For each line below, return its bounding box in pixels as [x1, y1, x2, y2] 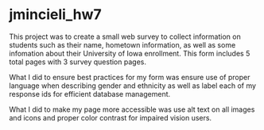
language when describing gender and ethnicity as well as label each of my [9, 81, 257, 90]
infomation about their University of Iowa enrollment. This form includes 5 [9, 48, 250, 58]
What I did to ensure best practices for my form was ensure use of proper [9, 72, 250, 82]
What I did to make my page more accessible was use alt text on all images [9, 105, 255, 114]
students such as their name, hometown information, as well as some [9, 40, 236, 49]
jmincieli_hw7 [9, 6, 102, 24]
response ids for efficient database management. [9, 89, 171, 98]
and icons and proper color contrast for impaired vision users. [9, 113, 212, 122]
